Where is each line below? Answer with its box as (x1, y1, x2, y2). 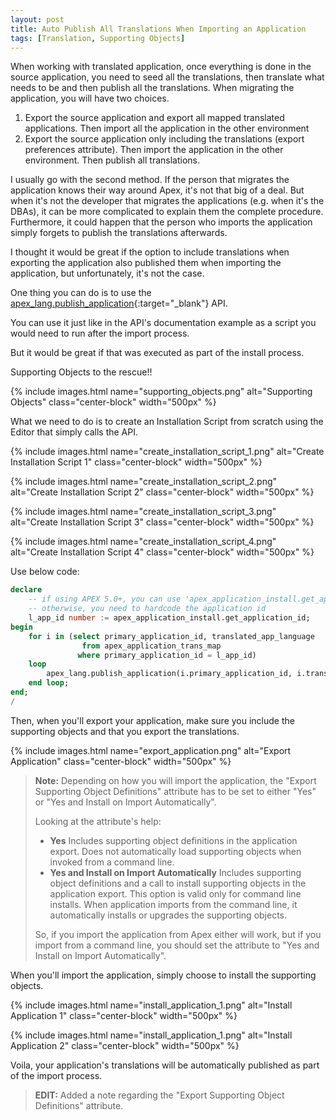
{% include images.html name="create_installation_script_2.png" (10, 476, 278, 488)
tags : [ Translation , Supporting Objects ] (10, 33, 186, 43)
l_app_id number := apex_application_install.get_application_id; (28, 613, 311, 623)
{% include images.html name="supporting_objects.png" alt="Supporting (10, 386, 313, 398)
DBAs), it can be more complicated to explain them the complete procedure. (10, 206, 324, 218)
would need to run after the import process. (10, 327, 190, 340)
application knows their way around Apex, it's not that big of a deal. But (10, 184, 305, 196)
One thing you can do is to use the (10, 287, 152, 299)
